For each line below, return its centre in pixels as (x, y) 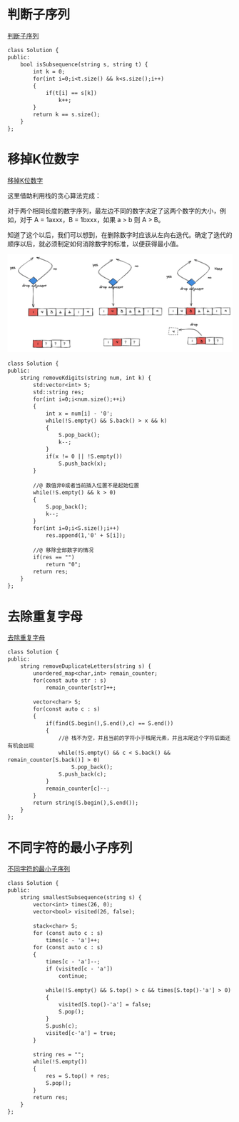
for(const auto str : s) (70, 681)
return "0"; (63, 565)
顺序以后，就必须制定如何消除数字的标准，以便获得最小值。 (95, 244)
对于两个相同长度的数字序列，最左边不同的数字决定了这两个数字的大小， (113, 211)
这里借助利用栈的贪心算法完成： (54, 195)
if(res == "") (54, 558)
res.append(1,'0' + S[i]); (86, 536)
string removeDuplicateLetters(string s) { (86, 666)
